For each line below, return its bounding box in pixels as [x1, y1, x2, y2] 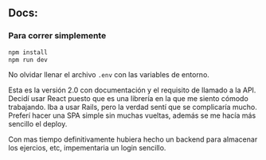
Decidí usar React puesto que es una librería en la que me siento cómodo [8, 94, 248, 103]
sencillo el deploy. [8, 119, 68, 129]
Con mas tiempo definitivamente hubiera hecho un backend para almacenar [8, 135, 258, 144]
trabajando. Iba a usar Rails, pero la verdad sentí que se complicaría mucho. [8, 103, 257, 112]
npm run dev [8, 56, 48, 64]
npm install [8, 48, 48, 57]
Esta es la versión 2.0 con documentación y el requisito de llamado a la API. [8, 85, 256, 95]
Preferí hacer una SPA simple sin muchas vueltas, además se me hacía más [8, 111, 256, 120]
